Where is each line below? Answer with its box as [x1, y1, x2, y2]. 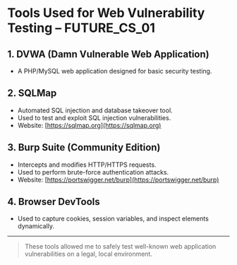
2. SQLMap [7, 87, 57, 100]
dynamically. [17, 222, 55, 230]
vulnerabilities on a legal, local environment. [24, 249, 153, 259]
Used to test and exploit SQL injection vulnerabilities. [17, 113, 171, 122]
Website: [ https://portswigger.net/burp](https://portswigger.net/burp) [17, 175, 219, 184]
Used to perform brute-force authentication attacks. [17, 167, 169, 176]
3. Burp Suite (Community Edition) [7, 141, 161, 153]
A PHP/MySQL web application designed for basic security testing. [17, 67, 212, 75]
